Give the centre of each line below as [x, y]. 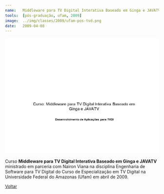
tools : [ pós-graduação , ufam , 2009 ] [43, 15]
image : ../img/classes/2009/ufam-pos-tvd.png [53, 21]
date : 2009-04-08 [25, 26]
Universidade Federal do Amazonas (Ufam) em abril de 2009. [67, 177]
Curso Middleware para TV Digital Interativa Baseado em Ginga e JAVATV [81, 161]
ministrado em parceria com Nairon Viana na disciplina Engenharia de [75, 167]
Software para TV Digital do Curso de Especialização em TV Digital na [75, 172]
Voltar [11, 187]
